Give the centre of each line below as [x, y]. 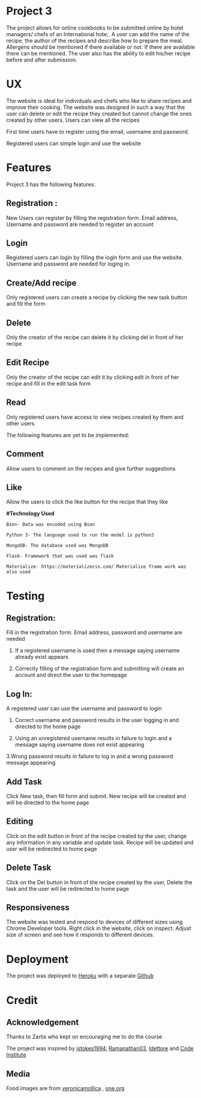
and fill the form [26, 304]
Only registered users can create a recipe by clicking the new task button [97, 298]
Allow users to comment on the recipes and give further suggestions [91, 469]
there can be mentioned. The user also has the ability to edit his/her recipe [98, 53]
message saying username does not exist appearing [79, 744]
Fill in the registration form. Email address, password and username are [94, 632]
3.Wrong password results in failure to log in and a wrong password [90, 756]
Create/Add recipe [41, 283]
